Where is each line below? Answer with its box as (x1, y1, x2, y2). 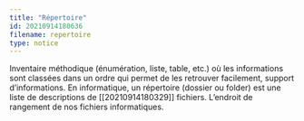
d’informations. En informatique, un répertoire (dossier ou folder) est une (9, 82, 281, 93)
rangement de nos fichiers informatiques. (9, 101, 164, 113)
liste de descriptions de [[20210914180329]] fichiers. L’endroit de (9, 92, 253, 103)
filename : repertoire (9, 30, 92, 39)
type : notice (9, 38, 59, 48)
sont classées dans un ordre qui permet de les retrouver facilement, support (9, 73, 295, 84)
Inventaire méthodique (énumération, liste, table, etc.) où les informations (9, 63, 284, 74)
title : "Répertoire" (9, 13, 88, 23)
